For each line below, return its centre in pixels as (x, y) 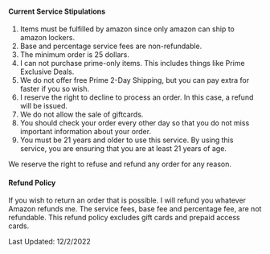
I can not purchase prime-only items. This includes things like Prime (132, 63)
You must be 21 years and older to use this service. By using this (127, 140)
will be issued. (44, 106)
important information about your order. (85, 132)
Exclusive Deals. (47, 72)
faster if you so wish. (55, 89)
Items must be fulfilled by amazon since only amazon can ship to (127, 29)
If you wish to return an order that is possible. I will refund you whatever (127, 200)
